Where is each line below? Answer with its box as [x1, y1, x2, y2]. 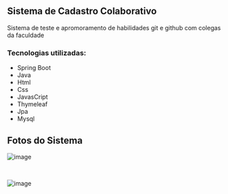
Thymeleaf [16, 100, 48, 108]
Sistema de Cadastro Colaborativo [7, 5, 157, 17]
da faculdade [7, 31, 45, 39]
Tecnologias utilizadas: [7, 48, 87, 58]
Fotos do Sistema [7, 134, 83, 146]
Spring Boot [16, 64, 52, 72]
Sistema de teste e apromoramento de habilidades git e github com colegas [7, 23, 221, 32]
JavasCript [16, 93, 48, 101]
